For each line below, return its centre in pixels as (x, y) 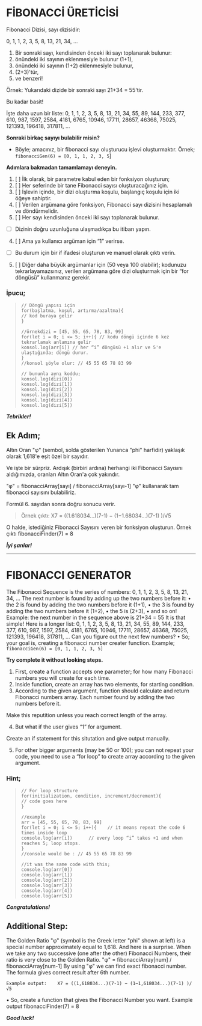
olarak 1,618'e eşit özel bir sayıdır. (47, 456)
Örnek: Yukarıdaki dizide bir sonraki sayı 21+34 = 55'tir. (75, 90)
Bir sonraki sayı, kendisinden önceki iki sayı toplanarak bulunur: (93, 53)
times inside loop (44, 833)
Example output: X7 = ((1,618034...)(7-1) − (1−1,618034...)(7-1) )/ (99, 984)
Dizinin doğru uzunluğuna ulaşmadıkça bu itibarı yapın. (83, 229)
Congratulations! (28, 907)
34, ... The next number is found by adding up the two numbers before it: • (99, 599)
